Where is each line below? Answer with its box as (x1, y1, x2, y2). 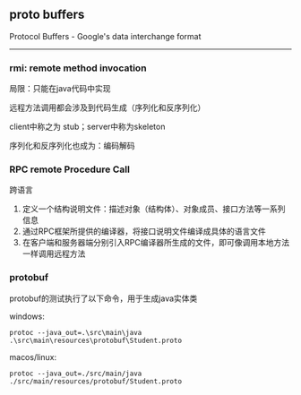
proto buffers (9, 7, 85, 22)
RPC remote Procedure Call (9, 163, 130, 176)
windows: (9, 311, 45, 322)
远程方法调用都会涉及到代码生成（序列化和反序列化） (9, 102, 206, 113)
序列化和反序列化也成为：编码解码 (9, 141, 135, 151)
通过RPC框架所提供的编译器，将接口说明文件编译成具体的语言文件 (21, 226, 266, 236)
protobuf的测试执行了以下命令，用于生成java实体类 (9, 293, 198, 304)
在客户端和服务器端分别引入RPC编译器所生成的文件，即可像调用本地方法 (21, 237, 289, 248)
